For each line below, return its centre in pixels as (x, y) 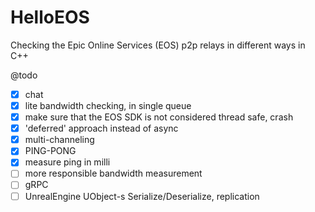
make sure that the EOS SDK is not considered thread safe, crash (159, 117)
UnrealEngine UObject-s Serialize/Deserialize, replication (142, 196)
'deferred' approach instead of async (101, 128)
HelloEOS (50, 17)
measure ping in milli (67, 162)
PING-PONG (50, 151)
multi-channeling (59, 140)
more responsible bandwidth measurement (113, 173)
